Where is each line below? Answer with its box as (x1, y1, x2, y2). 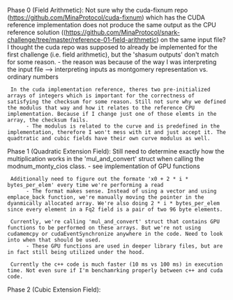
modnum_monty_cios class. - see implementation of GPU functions (7, 162, 200, 170)
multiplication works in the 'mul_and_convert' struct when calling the (7, 155, 204, 163)
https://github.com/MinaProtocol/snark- (65, 28, 180, 36)
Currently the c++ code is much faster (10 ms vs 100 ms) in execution (10, 261, 223, 268)
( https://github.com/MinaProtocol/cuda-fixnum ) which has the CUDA (7, 13, 206, 22)
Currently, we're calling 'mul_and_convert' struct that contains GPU (10, 218, 220, 225)
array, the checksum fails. (7, 117, 89, 123)
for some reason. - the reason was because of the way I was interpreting (7, 58, 217, 66)
